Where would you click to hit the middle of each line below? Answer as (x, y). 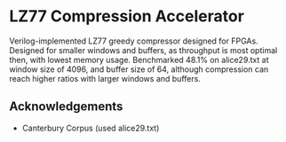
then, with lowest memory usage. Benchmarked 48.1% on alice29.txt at (139, 59)
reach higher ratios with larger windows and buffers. (105, 78)
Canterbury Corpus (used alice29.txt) (91, 128)
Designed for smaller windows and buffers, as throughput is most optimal (143, 50)
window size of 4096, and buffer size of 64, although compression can (139, 69)
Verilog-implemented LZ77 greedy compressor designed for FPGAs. (134, 41)
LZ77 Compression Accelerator (127, 16)
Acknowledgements (66, 107)
